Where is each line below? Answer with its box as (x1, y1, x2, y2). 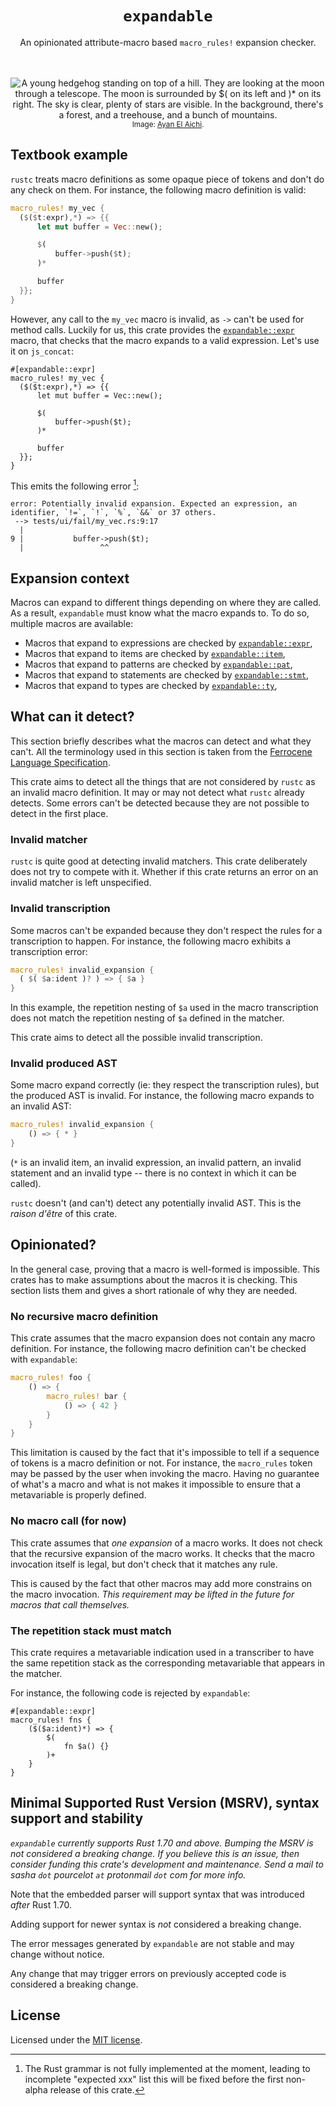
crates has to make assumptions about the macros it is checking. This (10, 1273, 298, 1286)
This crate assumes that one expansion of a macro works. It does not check (10, 1537, 323, 1549)
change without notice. (10, 1948, 105, 1960)
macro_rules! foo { (10, 1373, 92, 1383)
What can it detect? (10, 708, 135, 726)
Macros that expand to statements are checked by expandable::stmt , (24, 669, 310, 681)
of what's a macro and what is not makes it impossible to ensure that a (10, 1478, 302, 1491)
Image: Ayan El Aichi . (131, 119, 205, 129)
